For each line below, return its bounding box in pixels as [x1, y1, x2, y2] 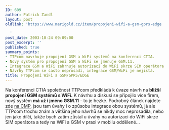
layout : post [5, 17, 33, 22]
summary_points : [5, 49, 39, 55]
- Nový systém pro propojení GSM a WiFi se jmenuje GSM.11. [5, 59, 135, 64]
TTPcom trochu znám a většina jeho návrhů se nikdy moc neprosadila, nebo [5, 108, 164, 114]
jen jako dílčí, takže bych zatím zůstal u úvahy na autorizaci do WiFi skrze [5, 114, 158, 119]
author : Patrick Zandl [5, 12, 53, 17]
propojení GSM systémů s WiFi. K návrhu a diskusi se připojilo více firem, [5, 92, 160, 98]
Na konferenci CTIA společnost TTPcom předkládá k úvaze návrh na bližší [5, 87, 161, 93]
